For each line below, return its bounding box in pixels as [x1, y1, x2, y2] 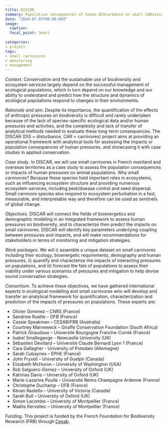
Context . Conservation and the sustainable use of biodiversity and [5, 77, 141, 83]
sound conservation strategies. [5, 273, 69, 279]
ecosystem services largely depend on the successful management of [5, 82, 150, 87]
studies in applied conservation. [5, 150, 71, 156]
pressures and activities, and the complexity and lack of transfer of [5, 123, 143, 129]
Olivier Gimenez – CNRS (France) [12, 309, 81, 315]
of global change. [5, 201, 41, 207]
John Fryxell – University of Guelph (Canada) [12, 356, 105, 362]
